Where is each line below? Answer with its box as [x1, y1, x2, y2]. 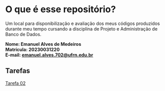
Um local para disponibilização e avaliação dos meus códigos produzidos [5, 20, 160, 26]
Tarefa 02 [5, 80, 26, 86]
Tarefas [5, 67, 31, 75]
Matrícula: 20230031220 [5, 46, 60, 52]
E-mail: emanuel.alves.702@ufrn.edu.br [5, 52, 93, 58]
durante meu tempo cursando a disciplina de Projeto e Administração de [5, 25, 158, 32]
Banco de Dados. [5, 31, 42, 37]
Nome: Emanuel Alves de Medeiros [5, 41, 82, 47]
